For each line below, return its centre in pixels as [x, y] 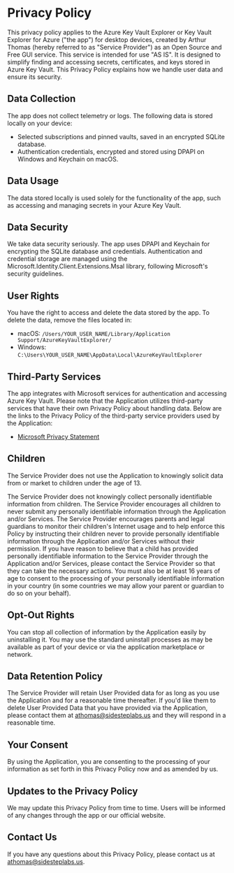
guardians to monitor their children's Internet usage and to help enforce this [116, 526]
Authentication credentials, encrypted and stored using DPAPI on [111, 151]
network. [20, 654]
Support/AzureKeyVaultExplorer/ [64, 341]
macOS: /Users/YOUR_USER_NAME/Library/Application [94, 334]
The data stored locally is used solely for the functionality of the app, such [114, 198]
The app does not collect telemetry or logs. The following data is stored [110, 115]
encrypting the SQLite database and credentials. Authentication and [105, 251]
